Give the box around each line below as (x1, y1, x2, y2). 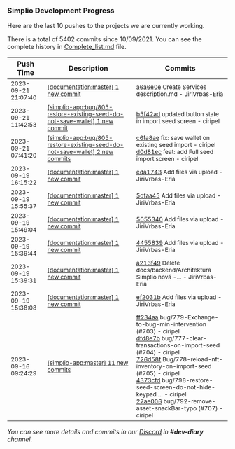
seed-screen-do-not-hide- (136, 384, 215, 392)
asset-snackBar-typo (136, 405, 197, 413)
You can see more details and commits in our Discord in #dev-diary (7, 428, 204, 436)
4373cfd (136, 377, 161, 385)
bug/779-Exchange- (159, 314, 219, 322)
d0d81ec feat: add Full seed (136, 148, 214, 156)
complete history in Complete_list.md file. (7, 43, 127, 51)
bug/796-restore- (162, 377, 213, 385)
